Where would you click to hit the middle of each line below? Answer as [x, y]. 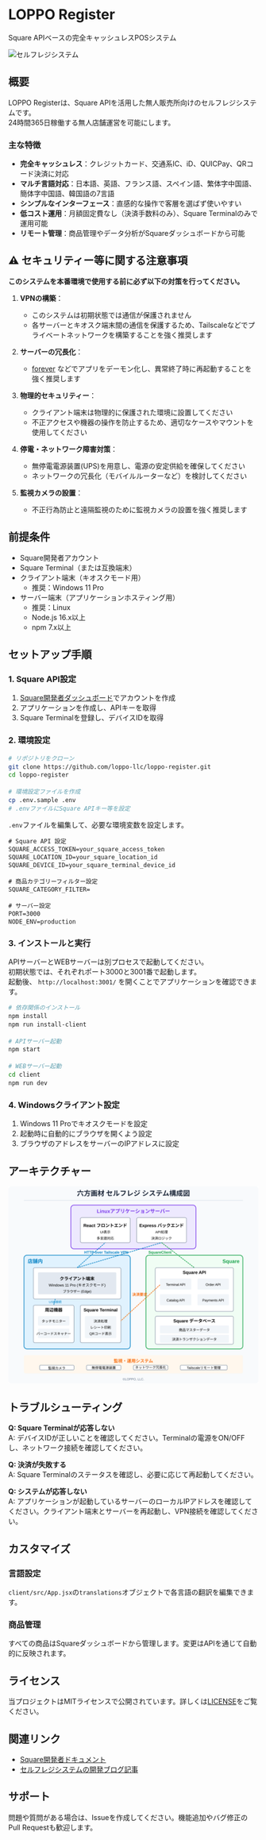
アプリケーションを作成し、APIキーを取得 [88, 708]
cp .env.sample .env [42, 800]
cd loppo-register [39, 775]
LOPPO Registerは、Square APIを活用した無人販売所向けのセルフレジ [122, 102]
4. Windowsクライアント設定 [64, 1105]
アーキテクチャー [50, 1171]
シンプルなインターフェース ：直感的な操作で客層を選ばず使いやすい [131, 203]
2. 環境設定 [29, 740]
